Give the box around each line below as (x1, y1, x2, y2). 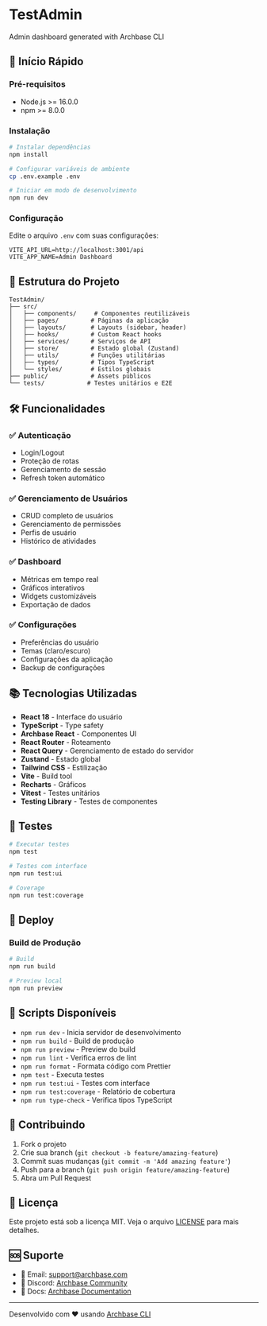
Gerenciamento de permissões (20, 519, 121, 529)
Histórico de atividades (20, 537, 97, 546)
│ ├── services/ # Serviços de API (9, 338, 151, 346)
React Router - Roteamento (20, 737, 112, 746)
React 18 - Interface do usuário (20, 711, 123, 721)
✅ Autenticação (9, 429, 71, 440)
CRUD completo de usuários (20, 511, 114, 521)
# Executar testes (9, 840, 70, 848)
